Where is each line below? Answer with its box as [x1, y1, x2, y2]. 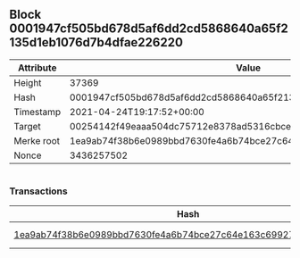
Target [13, 120, 42, 132]
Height [13, 76, 42, 88]
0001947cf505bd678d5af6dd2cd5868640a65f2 [9, 21, 288, 37]
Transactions [9, 185, 69, 197]
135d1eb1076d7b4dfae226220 [9, 35, 183, 50]
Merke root [13, 134, 61, 146]
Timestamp [13, 105, 62, 118]
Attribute [17, 62, 57, 74]
